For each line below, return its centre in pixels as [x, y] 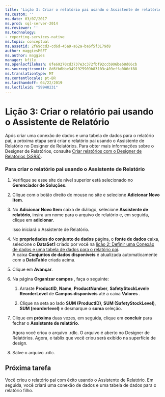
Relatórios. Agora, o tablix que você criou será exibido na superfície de [84, 338]
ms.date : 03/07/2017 [26, 19]
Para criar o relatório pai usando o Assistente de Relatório [75, 169]
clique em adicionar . [33, 220]
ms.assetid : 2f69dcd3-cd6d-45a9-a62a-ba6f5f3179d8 [58, 46]
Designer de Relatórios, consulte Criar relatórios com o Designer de [73, 151]
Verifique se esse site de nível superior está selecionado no [72, 180]
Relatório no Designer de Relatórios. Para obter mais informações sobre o [80, 146]
